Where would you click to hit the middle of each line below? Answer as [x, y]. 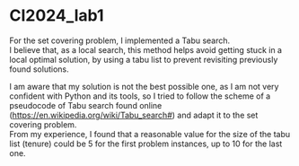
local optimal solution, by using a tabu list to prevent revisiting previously [144, 59]
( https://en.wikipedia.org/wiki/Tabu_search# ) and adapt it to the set [134, 115]
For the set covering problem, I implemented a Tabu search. [120, 40]
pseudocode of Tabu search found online [86, 105]
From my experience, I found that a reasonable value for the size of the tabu [150, 134]
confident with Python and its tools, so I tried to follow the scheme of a [140, 96]
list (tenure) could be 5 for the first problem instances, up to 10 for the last [146, 144]
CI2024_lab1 [57, 16]
